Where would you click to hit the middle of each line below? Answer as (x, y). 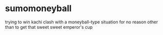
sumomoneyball (38, 9)
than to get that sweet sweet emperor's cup (49, 27)
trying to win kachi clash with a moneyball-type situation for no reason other (81, 22)
